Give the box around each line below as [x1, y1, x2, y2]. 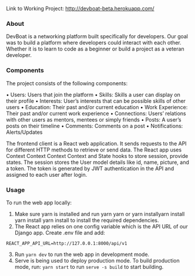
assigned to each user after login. [6, 171, 88, 178]
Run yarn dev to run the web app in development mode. [14, 251, 150, 258]
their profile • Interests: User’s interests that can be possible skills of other [6, 97, 186, 105]
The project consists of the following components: [6, 79, 128, 87]
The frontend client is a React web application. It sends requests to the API [6, 140, 187, 147]
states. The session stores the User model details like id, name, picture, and [6, 159, 189, 166]
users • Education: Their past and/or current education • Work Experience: [6, 103, 188, 110]
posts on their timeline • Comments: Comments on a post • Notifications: [6, 122, 183, 129]
